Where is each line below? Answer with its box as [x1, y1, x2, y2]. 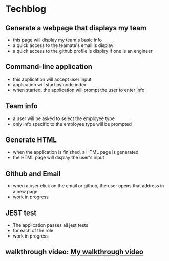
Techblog [5, 3, 47, 15]
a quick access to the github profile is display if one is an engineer [12, 48, 153, 54]
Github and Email [5, 169, 61, 178]
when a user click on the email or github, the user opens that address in [12, 183, 164, 189]
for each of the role [12, 228, 54, 234]
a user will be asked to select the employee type [12, 115, 115, 122]
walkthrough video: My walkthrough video [5, 248, 144, 256]
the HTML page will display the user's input [12, 154, 104, 161]
